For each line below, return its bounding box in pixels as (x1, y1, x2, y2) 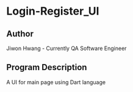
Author (6, 29, 34, 39)
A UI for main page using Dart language (6, 78, 106, 86)
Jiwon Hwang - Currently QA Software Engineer (6, 44, 127, 52)
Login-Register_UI (6, 4, 99, 18)
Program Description (6, 62, 87, 73)
